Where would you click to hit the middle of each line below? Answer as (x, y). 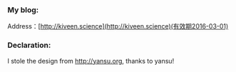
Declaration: (29, 46)
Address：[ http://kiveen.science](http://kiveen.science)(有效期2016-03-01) (118, 26)
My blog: (23, 10)
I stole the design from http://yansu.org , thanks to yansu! (91, 61)
